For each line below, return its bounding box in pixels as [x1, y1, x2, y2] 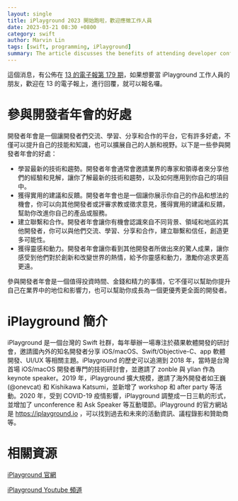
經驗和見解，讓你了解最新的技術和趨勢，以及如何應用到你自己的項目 [30, 173, 229, 182]
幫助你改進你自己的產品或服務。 [17, 209, 111, 217]
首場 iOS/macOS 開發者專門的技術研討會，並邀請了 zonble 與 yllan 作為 [7, 365, 215, 373]
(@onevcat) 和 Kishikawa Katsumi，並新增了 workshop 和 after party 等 [7, 382, 216, 391]
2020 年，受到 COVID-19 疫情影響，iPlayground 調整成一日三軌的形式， [19, 391, 230, 400]
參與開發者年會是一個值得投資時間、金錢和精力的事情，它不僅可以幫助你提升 [7, 277, 231, 285]
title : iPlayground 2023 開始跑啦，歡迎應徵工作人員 [7, 17, 152, 24]
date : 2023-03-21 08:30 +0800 [7, 23, 97, 31]
